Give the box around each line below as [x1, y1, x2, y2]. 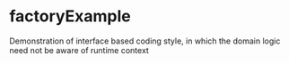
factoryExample [9, 6, 132, 27]
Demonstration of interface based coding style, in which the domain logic [9, 35, 281, 46]
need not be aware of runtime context [9, 44, 150, 55]
